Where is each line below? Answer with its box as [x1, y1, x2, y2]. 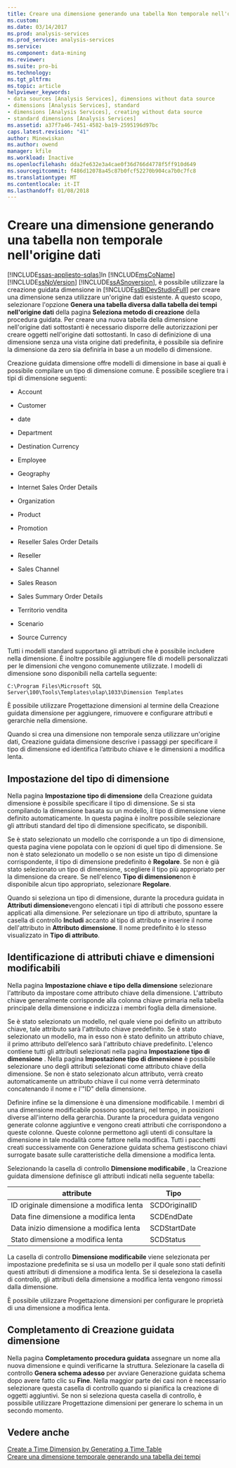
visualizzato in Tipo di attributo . [7, 931, 100, 939]
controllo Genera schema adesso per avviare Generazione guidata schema [7, 1369, 226, 1377]
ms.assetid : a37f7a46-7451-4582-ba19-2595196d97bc [7, 121, 159, 129]
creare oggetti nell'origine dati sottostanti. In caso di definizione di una [7, 330, 211, 339]
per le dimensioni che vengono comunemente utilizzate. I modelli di [7, 662, 202, 670]
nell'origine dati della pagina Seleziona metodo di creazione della [7, 308, 200, 317]
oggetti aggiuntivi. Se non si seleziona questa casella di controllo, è [7, 1391, 202, 1400]
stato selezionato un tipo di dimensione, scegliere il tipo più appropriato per [7, 865, 225, 873]
